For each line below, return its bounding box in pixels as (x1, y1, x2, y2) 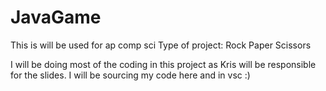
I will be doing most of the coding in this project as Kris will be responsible (10, 58, 317, 70)
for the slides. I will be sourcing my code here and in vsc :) (10, 69, 251, 81)
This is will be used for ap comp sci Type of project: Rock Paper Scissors (10, 39, 312, 51)
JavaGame (10, 6, 102, 29)
